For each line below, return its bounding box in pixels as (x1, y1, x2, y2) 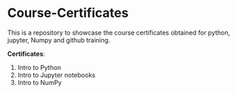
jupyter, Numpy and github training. (7, 35, 111, 44)
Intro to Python (17, 63, 62, 71)
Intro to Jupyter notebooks (17, 71, 96, 79)
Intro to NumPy (17, 78, 62, 86)
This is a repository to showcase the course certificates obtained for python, (7, 28, 231, 37)
